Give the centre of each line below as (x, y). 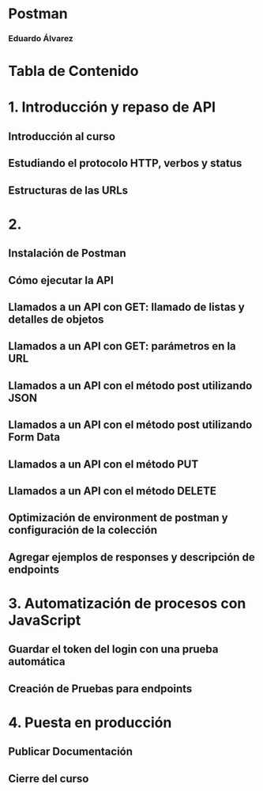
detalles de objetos (56, 320)
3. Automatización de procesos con (127, 603)
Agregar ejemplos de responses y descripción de (131, 557)
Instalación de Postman (67, 254)
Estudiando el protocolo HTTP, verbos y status (125, 163)
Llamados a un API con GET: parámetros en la (122, 346)
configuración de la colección (83, 530)
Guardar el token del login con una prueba (113, 649)
